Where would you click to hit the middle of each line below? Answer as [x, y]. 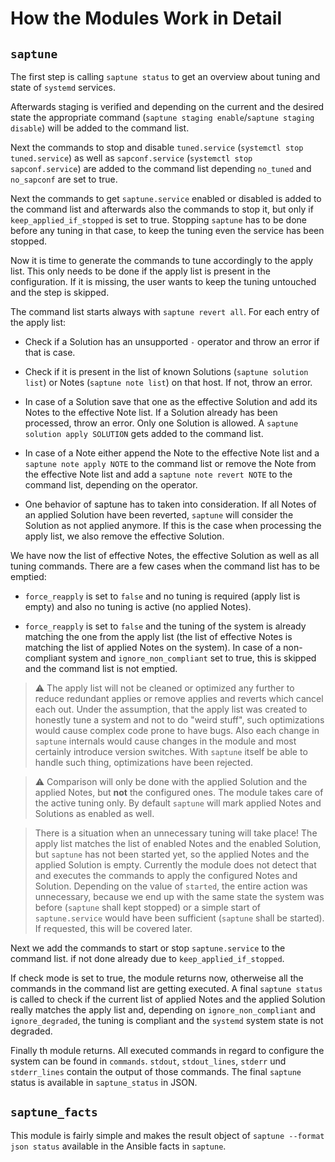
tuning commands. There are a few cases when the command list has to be [165, 566]
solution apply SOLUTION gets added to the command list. [144, 433]
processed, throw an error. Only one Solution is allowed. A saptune [161, 423]
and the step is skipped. [60, 292]
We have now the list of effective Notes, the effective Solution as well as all [165, 555]
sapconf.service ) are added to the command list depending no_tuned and [161, 168]
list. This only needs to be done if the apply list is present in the [140, 271]
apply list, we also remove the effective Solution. [124, 536]
